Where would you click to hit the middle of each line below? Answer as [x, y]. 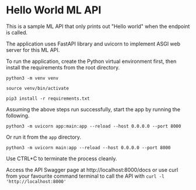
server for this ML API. [33, 50]
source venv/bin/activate [37, 88]
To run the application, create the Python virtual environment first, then [91, 61]
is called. [17, 32]
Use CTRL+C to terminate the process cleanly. [62, 159]
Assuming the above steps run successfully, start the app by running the [93, 109]
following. [18, 115]
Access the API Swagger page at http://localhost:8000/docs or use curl [92, 170]
